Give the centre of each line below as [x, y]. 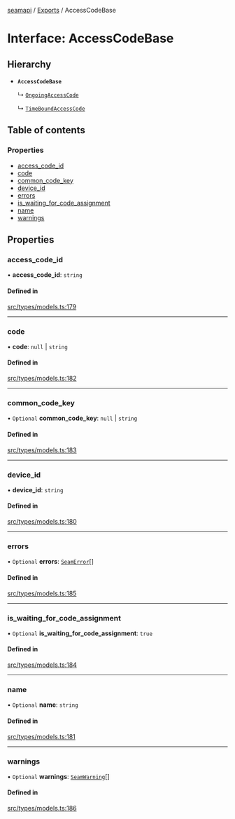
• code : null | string [37, 346]
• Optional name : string [43, 705]
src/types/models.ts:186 [42, 808]
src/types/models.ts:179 [42, 306]
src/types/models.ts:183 [42, 450]
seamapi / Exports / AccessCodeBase [62, 10]
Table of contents [46, 130]
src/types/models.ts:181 [41, 736]
